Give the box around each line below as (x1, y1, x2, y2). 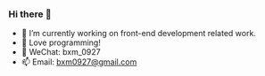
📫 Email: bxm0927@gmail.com (21, 57, 137, 67)
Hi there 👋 (8, 8, 53, 20)
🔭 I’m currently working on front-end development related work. (21, 28, 256, 39)
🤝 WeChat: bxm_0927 (21, 47, 101, 57)
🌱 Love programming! (21, 37, 102, 48)
